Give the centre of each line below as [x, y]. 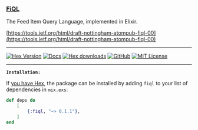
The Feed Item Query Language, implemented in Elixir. [72, 22]
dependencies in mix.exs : [37, 89]
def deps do [21, 101]
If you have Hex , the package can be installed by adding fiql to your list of [97, 84]
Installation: [24, 72]
